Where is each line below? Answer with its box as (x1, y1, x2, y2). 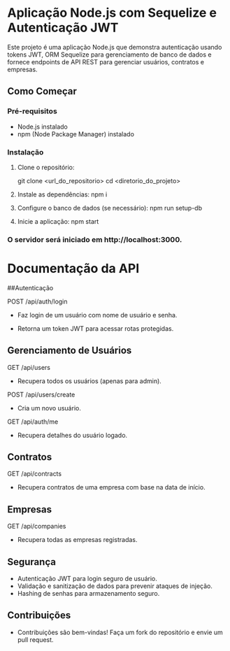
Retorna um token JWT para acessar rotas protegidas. (17, 324, 174, 333)
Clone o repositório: (17, 163, 75, 171)
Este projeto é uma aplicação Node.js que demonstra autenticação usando (7, 43, 222, 51)
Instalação (7, 147, 44, 157)
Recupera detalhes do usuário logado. (17, 431, 128, 439)
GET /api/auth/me (7, 417, 59, 426)
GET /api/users (7, 363, 51, 371)
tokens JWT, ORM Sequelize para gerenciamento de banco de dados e (7, 50, 212, 59)
